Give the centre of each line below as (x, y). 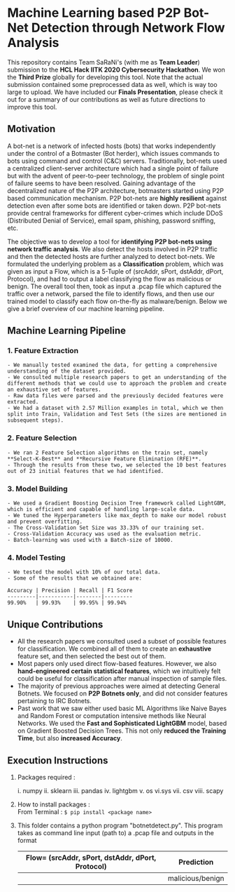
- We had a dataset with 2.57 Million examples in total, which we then (115, 408)
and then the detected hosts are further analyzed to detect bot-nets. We (111, 256)
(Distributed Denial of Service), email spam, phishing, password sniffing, (111, 220)
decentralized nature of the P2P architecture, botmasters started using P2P (116, 190)
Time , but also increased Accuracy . (70, 738)
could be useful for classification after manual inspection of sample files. (122, 679)
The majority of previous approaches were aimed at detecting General (119, 686)
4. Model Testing (36, 557)
